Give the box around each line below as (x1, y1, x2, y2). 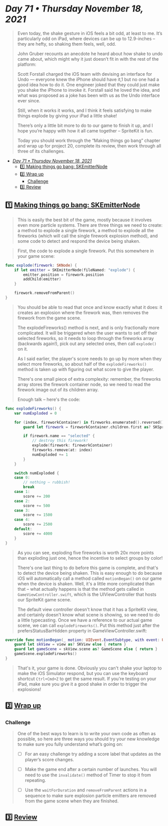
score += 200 (23, 493, 50, 499)
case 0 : (14, 475, 30, 480)
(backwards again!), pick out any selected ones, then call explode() (17, 341, 156, 347)
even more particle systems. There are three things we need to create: (17, 222, 163, 228)
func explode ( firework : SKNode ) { (5, 263, 77, 268)
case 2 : (14, 499, 30, 504)
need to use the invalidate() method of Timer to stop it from (24, 772, 151, 778)
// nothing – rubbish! (23, 480, 70, 485)
